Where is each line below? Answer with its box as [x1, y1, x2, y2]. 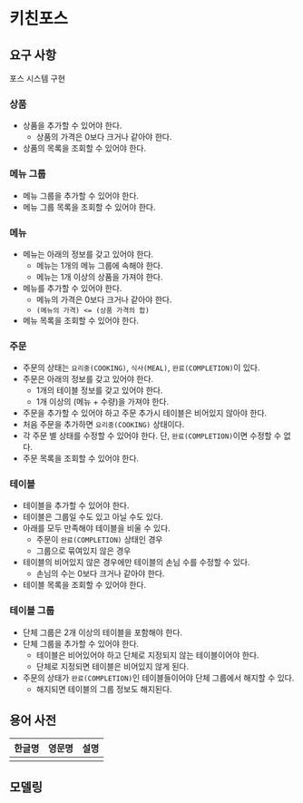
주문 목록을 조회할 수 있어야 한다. [22, 453, 139, 464]
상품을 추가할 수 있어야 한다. [22, 120, 122, 132]
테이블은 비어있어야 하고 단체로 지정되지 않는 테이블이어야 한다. [35, 650, 259, 661]
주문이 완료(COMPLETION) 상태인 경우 [35, 534, 163, 545]
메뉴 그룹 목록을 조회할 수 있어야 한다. [22, 201, 156, 212]
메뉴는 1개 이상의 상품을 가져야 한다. [35, 271, 163, 282]
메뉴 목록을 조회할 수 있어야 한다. [22, 315, 139, 326]
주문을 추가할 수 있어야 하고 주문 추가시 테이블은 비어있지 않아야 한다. [22, 407, 268, 418]
